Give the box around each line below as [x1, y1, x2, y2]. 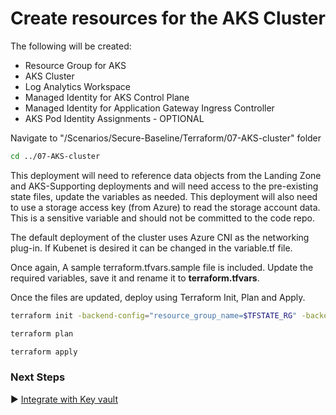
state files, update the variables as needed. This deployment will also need [10, 190, 318, 202]
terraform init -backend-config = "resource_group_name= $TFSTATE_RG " [10, 310, 298, 321]
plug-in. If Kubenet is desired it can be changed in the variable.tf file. [10, 242, 293, 254]
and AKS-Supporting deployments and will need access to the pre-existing [10, 180, 319, 192]
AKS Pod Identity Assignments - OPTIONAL [24, 112, 205, 124]
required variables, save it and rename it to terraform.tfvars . [10, 272, 260, 284]
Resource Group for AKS [24, 59, 127, 71]
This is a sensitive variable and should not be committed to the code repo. [10, 212, 315, 224]
